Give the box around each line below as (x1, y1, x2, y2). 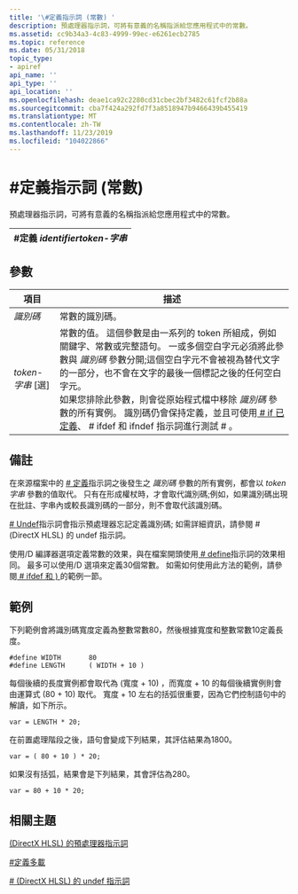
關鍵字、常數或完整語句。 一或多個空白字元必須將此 (59, 340, 276, 352)
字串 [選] (13, 379, 51, 391)
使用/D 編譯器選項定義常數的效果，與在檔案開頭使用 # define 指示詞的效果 (9, 549, 278, 560)
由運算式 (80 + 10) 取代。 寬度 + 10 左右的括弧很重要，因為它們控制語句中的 (9, 689, 286, 700)
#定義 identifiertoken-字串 (13, 231, 128, 244)
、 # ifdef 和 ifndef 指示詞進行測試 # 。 (76, 420, 238, 432)
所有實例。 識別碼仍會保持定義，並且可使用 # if (76, 406, 273, 419)
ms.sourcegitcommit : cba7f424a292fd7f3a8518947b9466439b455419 (9, 104, 248, 113)
